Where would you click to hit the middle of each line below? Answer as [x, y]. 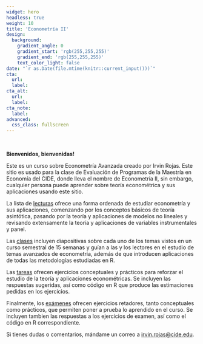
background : [27, 40]
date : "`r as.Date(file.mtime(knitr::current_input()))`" [81, 68]
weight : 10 [20, 23]
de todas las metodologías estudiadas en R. [61, 260]
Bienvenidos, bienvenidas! [40, 154]
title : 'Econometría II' [38, 29]
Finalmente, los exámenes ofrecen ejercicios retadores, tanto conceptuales [100, 303]
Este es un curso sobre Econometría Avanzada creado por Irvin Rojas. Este [99, 166]
